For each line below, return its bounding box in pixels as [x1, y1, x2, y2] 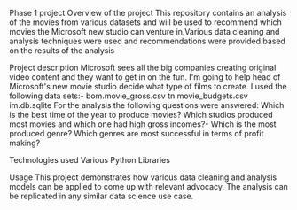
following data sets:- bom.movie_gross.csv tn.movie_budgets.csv [9, 90, 248, 101]
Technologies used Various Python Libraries [9, 155, 171, 165]
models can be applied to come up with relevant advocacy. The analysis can [9, 182, 288, 191]
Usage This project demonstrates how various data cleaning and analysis [9, 172, 277, 183]
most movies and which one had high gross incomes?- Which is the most [9, 119, 277, 129]
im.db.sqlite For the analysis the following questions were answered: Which [9, 100, 285, 110]
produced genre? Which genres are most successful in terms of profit [9, 128, 264, 138]
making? [9, 137, 41, 148]
